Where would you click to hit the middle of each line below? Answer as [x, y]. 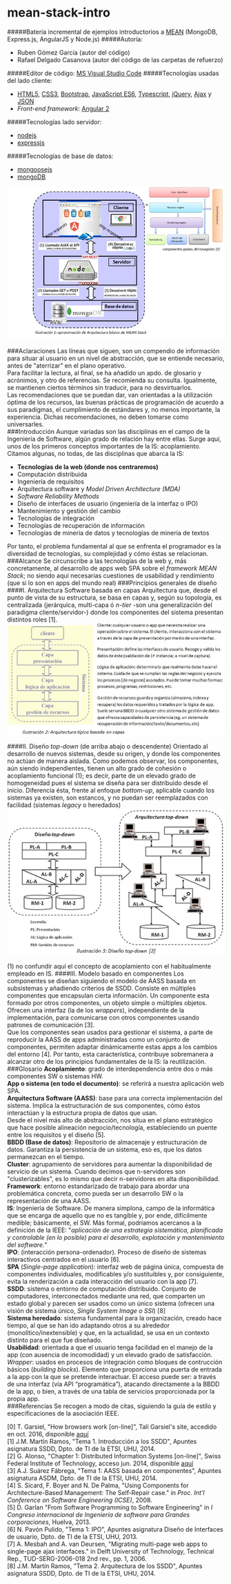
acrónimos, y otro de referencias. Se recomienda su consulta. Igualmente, [112, 380]
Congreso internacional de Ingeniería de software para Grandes [99, 1515]
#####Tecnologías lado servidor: [54, 121]
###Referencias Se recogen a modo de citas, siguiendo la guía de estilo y [112, 1406]
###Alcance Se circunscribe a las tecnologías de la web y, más [97, 561]
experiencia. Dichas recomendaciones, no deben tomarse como [98, 417]
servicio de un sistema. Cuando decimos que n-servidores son [97, 1171]
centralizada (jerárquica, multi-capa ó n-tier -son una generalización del [110, 605]
